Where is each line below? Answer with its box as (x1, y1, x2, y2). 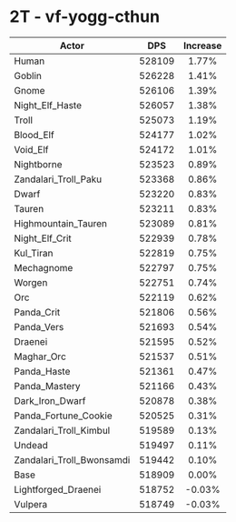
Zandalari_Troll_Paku (14, 173, 103, 186)
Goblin (14, 69, 43, 82)
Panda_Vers (14, 320, 64, 333)
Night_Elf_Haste (14, 98, 83, 111)
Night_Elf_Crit (14, 232, 73, 245)
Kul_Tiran (14, 246, 54, 259)
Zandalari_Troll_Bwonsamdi (14, 453, 131, 466)
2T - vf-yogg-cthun (9, 6, 161, 27)
